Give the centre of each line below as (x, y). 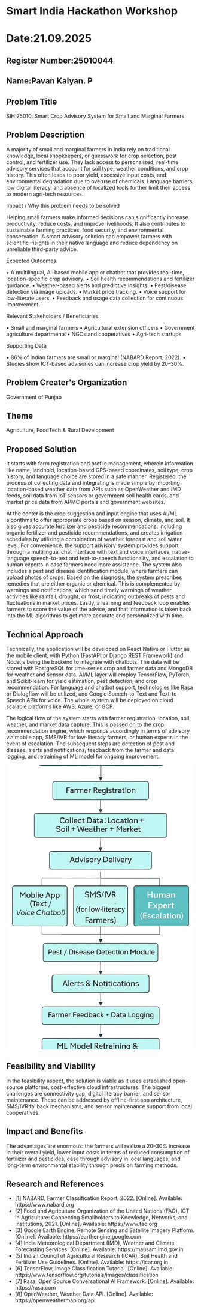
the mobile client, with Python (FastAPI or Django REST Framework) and (95, 655)
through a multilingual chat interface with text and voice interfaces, (89, 552)
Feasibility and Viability (51, 1066)
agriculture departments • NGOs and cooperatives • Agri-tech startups (94, 334)
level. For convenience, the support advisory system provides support (92, 545)
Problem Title (32, 101)
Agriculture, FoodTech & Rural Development (60, 430)
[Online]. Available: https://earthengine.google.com (78, 1237)
